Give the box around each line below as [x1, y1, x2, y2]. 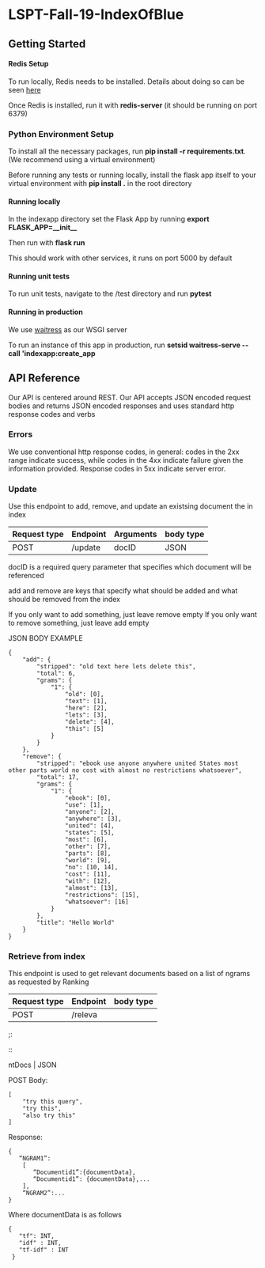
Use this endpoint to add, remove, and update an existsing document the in [8, 502, 253, 511]
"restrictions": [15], [64, 891, 140, 899]
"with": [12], [64, 877, 112, 885]
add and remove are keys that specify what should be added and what [8, 586, 238, 596]
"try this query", [22, 1098, 83, 1106]
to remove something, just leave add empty [8, 619, 150, 628]
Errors [8, 429, 33, 440]
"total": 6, [36, 670, 77, 678]
